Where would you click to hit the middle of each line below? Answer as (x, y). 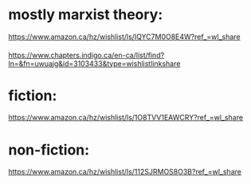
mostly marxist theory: (86, 15)
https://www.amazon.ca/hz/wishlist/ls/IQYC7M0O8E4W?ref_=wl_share (124, 37)
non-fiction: (49, 150)
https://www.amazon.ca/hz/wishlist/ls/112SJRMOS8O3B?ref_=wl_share (125, 172)
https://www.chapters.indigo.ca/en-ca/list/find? (86, 55)
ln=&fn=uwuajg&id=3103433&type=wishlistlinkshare (94, 63)
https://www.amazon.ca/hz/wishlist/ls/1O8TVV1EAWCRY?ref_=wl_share (126, 118)
